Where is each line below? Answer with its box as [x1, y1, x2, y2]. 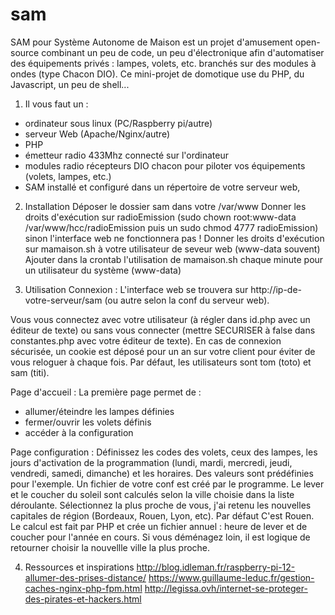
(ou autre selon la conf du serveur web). [104, 294, 270, 306]
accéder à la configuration [24, 426, 134, 438]
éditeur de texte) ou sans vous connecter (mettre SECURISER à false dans [10, 324, 316, 336]
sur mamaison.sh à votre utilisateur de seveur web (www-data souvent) [24, 243, 321, 255]
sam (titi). [10, 366, 50, 378]
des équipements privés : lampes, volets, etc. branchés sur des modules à [10, 57, 317, 69]
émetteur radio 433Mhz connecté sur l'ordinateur [24, 149, 229, 161]
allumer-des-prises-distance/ [24, 571, 147, 583]
